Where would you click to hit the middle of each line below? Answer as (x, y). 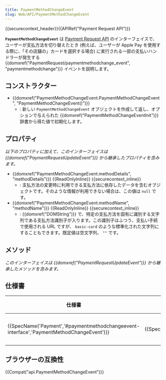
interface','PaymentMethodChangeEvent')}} (59, 332)
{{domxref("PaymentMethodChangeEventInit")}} (109, 115)
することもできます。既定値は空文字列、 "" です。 (70, 233)
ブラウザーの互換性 (34, 360)
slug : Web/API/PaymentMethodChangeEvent (47, 14)
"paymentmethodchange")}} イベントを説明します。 (58, 69)
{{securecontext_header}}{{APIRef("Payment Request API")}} (68, 28)
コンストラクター (31, 85)
